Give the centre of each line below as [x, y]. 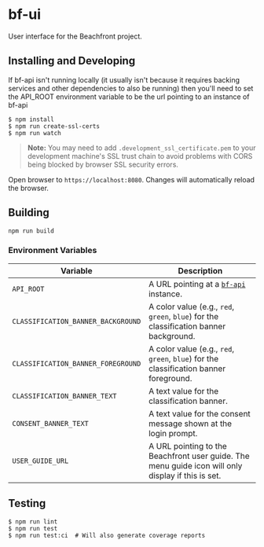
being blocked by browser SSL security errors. [103, 164]
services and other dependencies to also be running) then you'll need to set [131, 88]
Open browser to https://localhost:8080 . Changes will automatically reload [132, 179]
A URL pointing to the [188, 446]
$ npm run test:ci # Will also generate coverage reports [107, 535]
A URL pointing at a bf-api [197, 284]
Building [29, 213]
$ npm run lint [33, 521]
